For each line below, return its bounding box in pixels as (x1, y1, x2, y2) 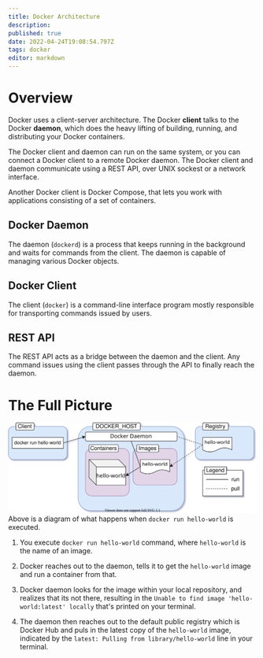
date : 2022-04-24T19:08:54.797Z (8, 38, 114, 46)
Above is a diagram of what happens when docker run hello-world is (8, 514, 234, 523)
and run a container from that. (19, 569, 117, 579)
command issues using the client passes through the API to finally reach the (8, 360, 255, 370)
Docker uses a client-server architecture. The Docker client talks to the (8, 115, 239, 124)
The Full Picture (8, 396, 113, 414)
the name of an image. (19, 545, 93, 555)
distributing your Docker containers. (8, 131, 125, 141)
